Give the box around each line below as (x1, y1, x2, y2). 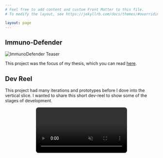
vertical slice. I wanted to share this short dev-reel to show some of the (5, 93, 147, 98)
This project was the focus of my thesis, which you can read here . (5, 61, 137, 66)
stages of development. (5, 98, 52, 103)
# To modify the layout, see (5, 12, 64, 16)
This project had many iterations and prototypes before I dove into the (5, 88, 145, 93)
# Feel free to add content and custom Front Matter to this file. (5, 7, 145, 12)
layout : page (5, 20, 32, 25)
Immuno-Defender (5, 38, 63, 47)
